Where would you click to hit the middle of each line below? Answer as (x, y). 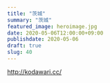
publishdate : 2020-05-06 (43, 39)
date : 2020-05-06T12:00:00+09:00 (55, 33)
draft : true (24, 46)
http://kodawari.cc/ (35, 72)
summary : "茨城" (29, 20)
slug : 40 (20, 53)
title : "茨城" (27, 13)
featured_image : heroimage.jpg (52, 26)
